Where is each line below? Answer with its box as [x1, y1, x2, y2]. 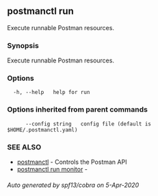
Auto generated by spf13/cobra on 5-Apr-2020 [7, 181, 140, 189]
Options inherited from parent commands [7, 105, 148, 114]
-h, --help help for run [13, 89, 90, 96]
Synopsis [7, 40, 39, 50]
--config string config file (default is [25, 120, 152, 127]
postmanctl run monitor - [16, 165, 88, 173]
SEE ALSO [7, 142, 42, 151]
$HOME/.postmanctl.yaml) [7, 126, 78, 133]
